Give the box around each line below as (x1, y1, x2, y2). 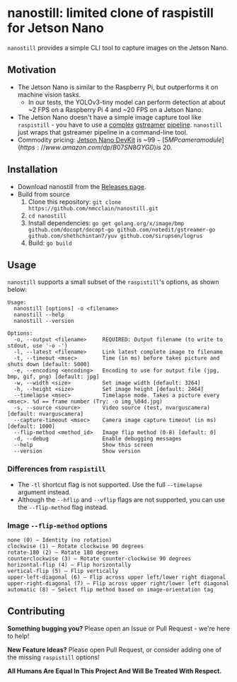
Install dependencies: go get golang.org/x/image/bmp (28, 218, 185, 227)
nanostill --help (13, 312, 65, 319)
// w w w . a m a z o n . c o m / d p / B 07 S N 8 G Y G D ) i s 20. (40, 143, 173, 152)
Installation (7, 164, 58, 176)
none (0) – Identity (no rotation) (7, 536, 112, 543)
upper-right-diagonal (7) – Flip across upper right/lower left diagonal (7, 579, 230, 587)
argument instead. (17, 487, 71, 496)
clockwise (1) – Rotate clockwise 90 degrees (7, 542, 144, 550)
